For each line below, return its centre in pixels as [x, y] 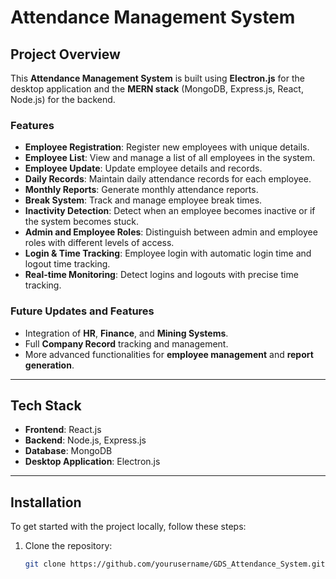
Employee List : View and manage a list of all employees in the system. [170, 158]
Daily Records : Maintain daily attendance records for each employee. [168, 179]
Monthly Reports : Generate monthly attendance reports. [141, 190]
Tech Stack [46, 405]
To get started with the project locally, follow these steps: [128, 527]
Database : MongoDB [68, 451]
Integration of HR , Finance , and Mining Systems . [126, 333]
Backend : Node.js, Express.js [85, 440]
